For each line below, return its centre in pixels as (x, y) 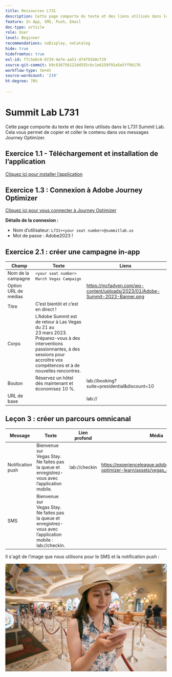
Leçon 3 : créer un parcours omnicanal (68, 419)
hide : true (17, 49)
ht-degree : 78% (21, 81)
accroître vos (49, 360)
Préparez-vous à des (58, 338)
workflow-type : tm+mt (28, 70)
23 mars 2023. (51, 333)
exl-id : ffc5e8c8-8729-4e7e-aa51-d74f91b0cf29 (56, 59)
